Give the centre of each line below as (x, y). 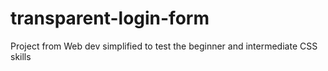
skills (21, 56)
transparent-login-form (110, 18)
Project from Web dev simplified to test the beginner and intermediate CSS (164, 46)
